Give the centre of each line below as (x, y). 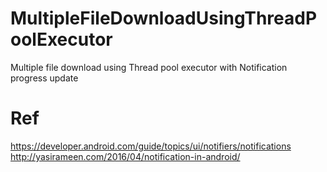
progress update (44, 78)
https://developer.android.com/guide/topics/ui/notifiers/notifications (151, 146)
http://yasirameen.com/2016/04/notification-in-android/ (125, 156)
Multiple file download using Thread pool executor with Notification (149, 67)
